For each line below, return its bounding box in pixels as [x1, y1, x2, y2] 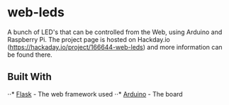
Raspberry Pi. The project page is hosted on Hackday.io [7, 35, 170, 43]
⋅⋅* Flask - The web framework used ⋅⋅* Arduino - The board [7, 89, 183, 98]
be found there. [7, 50, 53, 59]
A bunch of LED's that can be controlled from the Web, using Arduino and [7, 28, 223, 36]
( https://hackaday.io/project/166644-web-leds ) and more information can [7, 43, 223, 51]
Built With [7, 71, 52, 83]
